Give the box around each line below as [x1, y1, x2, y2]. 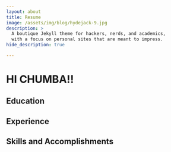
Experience [6, 116, 49, 126]
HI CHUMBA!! [6, 72, 74, 86]
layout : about [6, 8, 42, 15]
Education [6, 96, 45, 106]
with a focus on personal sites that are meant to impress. [11, 36, 163, 42]
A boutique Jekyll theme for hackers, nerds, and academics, [11, 31, 166, 37]
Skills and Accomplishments [6, 137, 114, 147]
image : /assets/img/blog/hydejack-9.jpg [6, 20, 108, 26]
